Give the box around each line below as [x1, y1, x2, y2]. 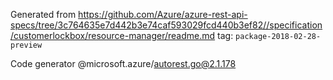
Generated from [10, 9, 77, 20]
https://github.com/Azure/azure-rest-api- [78, 9, 248, 20]
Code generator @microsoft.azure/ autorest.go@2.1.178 [10, 58, 237, 69]
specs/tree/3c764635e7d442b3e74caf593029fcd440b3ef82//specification [10, 19, 323, 31]
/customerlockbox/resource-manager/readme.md [10, 30, 216, 41]
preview [10, 40, 43, 50]
